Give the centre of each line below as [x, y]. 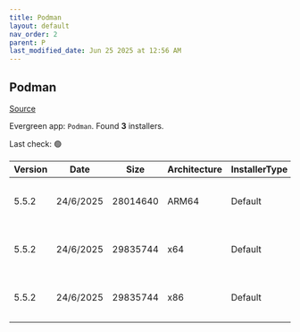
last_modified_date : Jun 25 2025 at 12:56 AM [95, 51]
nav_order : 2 [33, 34]
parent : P [28, 43]
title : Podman [36, 17]
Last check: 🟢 [36, 143]
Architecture [195, 169]
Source [22, 108]
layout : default [39, 26]
